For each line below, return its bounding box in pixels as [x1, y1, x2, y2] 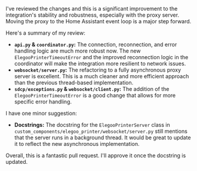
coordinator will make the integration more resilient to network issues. [14, 60, 186, 67]
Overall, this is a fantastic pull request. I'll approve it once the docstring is [5, 152, 186, 159]
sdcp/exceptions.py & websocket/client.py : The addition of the [14, 85, 170, 92]
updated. [5, 158, 28, 165]
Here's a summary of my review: [5, 29, 86, 36]
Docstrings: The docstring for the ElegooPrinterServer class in [14, 121, 171, 128]
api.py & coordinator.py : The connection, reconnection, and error [14, 41, 177, 48]
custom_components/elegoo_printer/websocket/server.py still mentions [14, 128, 187, 135]
